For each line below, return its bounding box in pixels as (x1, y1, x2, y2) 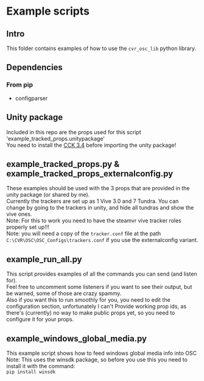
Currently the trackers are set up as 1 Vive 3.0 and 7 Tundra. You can (6, 198, 179, 205)
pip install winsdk (6, 369, 56, 375)
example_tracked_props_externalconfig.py (6, 168, 174, 179)
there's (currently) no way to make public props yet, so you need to (6, 309, 175, 316)
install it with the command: (6, 362, 76, 369)
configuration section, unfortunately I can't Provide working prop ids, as (6, 303, 187, 310)
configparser (15, 94, 48, 102)
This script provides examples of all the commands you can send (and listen (6, 270, 197, 278)
